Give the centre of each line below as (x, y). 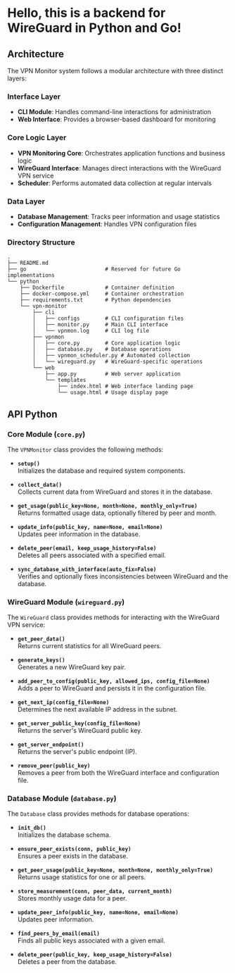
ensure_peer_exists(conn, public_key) (74, 849)
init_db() (32, 828)
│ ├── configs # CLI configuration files (108, 318)
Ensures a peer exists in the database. (73, 856)
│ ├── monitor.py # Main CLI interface (101, 325)
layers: (17, 78)
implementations (31, 275)
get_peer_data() (41, 639)
